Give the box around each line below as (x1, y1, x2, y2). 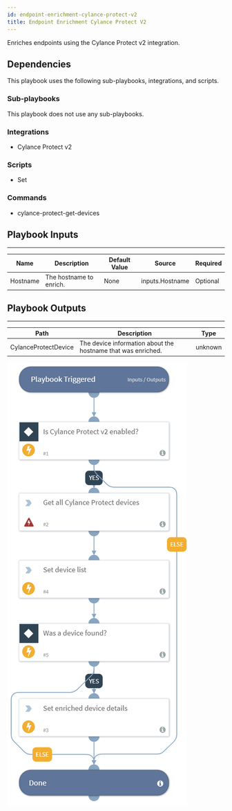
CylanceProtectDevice (10, 343, 74, 351)
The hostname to (45, 273, 94, 282)
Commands (7, 193, 47, 203)
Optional (195, 277, 220, 285)
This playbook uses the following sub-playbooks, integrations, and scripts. (7, 77, 220, 85)
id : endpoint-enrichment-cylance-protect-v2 (7, 11, 137, 18)
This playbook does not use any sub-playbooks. (7, 109, 144, 118)
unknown (195, 343, 222, 351)
